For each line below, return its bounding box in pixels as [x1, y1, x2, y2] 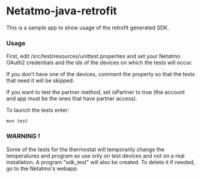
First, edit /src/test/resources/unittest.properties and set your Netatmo [6, 53, 181, 60]
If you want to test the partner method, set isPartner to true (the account [6, 89, 185, 96]
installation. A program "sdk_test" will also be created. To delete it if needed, [6, 158, 195, 165]
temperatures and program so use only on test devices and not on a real [6, 152, 185, 159]
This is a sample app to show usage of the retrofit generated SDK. [6, 24, 169, 31]
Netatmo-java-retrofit [6, 4, 117, 18]
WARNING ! [6, 132, 40, 140]
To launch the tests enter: [6, 107, 70, 114]
